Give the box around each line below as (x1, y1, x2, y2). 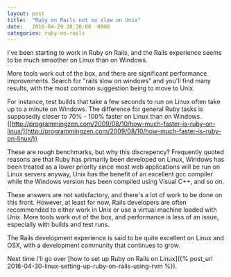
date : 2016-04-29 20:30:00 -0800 (7, 23, 110, 30)
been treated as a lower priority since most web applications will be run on (7, 162, 221, 171)
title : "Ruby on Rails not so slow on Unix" (7, 17, 141, 24)
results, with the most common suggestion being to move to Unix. (7, 84, 196, 92)
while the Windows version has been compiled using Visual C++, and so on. (7, 178, 224, 186)
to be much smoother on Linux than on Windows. (7, 56, 148, 65)
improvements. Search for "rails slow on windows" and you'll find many (7, 77, 212, 85)
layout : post (7, 10, 45, 17)
